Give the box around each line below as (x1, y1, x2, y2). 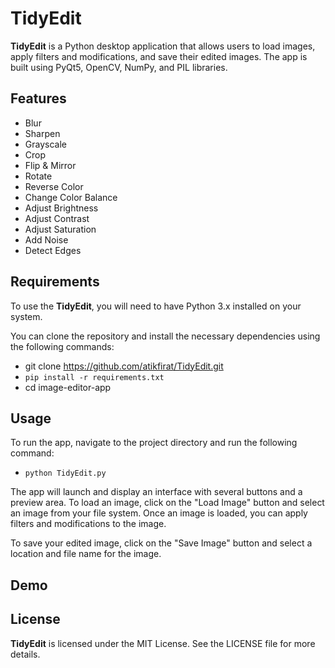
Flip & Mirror (24, 159, 77, 171)
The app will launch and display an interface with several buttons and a (10, 486, 303, 498)
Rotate (24, 170, 53, 182)
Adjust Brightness (24, 202, 99, 214)
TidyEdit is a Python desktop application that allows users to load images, (10, 40, 316, 52)
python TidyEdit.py (24, 468, 107, 479)
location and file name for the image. (10, 548, 162, 560)
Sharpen (24, 127, 61, 139)
